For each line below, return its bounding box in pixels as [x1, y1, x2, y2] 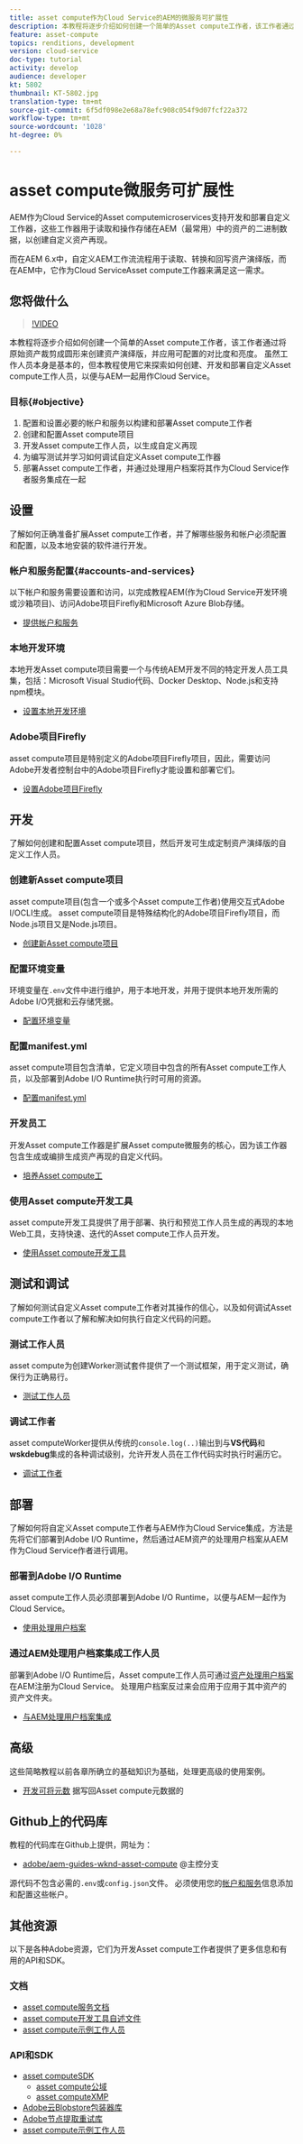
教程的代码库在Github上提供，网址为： [9, 1839, 153, 1850]
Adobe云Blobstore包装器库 [22, 2102, 124, 2112]
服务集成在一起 [30, 474, 87, 484]
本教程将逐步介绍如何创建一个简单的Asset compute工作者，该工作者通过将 [9, 336, 287, 347]
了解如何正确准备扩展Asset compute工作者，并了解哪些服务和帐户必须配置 [9, 529, 287, 539]
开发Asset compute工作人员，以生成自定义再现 [22, 439, 198, 451]
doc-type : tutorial [9, 55, 83, 64]
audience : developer [9, 72, 87, 81]
